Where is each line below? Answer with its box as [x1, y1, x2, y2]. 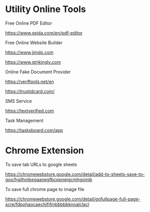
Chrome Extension [5, 145, 84, 156]
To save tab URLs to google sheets [5, 161, 77, 167]
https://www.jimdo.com [5, 49, 54, 55]
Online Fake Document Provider [5, 69, 71, 75]
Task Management [5, 117, 44, 124]
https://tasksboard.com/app [5, 127, 63, 133]
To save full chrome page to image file [5, 186, 84, 192]
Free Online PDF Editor [5, 20, 53, 26]
